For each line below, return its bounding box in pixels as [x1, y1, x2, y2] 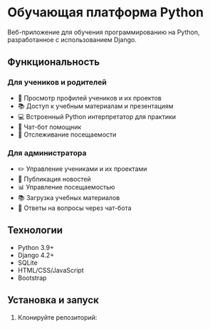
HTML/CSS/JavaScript [17, 266, 84, 274]
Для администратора [7, 147, 87, 157]
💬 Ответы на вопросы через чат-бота [17, 204, 132, 212]
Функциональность [7, 56, 100, 68]
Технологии [7, 224, 63, 236]
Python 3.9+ [17, 243, 55, 251]
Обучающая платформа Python [7, 4, 204, 21]
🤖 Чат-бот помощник [17, 122, 82, 131]
